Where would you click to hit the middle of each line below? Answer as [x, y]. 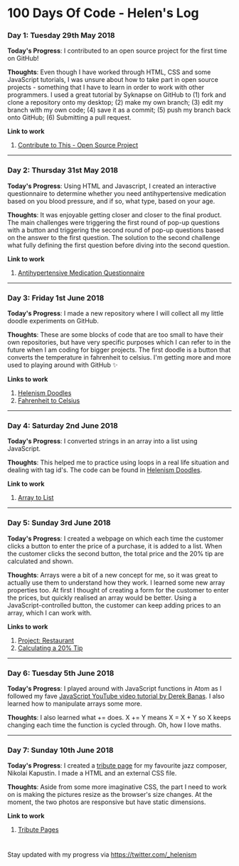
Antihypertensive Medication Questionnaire [81, 273]
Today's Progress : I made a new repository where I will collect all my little [116, 313]
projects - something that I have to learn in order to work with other [106, 88]
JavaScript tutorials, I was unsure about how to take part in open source [113, 80]
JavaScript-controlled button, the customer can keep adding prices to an [114, 605]
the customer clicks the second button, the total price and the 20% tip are [116, 553]
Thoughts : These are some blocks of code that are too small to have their [116, 335]
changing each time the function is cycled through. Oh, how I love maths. [115, 725]
